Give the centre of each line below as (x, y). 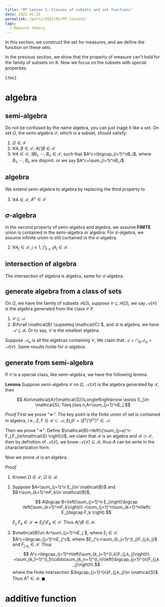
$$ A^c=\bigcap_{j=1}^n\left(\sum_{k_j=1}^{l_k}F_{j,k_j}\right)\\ (86, 554)
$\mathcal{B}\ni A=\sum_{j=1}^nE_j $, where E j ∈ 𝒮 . (65, 533)
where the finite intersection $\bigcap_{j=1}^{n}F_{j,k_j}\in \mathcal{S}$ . (86, 572)
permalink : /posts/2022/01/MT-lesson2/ (46, 19)
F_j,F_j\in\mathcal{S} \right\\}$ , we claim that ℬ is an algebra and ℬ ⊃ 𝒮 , (79, 436)
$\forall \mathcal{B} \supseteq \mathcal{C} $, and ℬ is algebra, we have (85, 325)
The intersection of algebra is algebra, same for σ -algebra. (65, 276)
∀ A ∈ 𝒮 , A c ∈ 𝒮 (29, 199)
